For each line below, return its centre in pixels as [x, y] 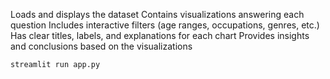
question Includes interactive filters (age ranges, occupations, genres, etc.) [165, 25]
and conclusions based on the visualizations [101, 46]
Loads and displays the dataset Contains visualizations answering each [157, 14]
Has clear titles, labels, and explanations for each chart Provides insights [160, 35]
